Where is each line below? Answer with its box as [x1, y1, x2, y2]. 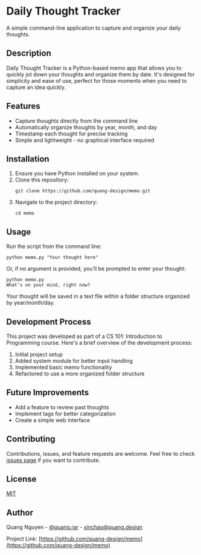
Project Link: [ [6, 535, 41, 542]
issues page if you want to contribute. [6, 456, 101, 464]
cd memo [14, 210, 34, 216]
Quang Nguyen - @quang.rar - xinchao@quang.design [6, 524, 143, 531]
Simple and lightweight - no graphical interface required [14, 136, 155, 143]
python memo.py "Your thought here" [6, 255, 98, 261]
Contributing [6, 434, 56, 444]
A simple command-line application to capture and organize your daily [6, 24, 181, 31]
